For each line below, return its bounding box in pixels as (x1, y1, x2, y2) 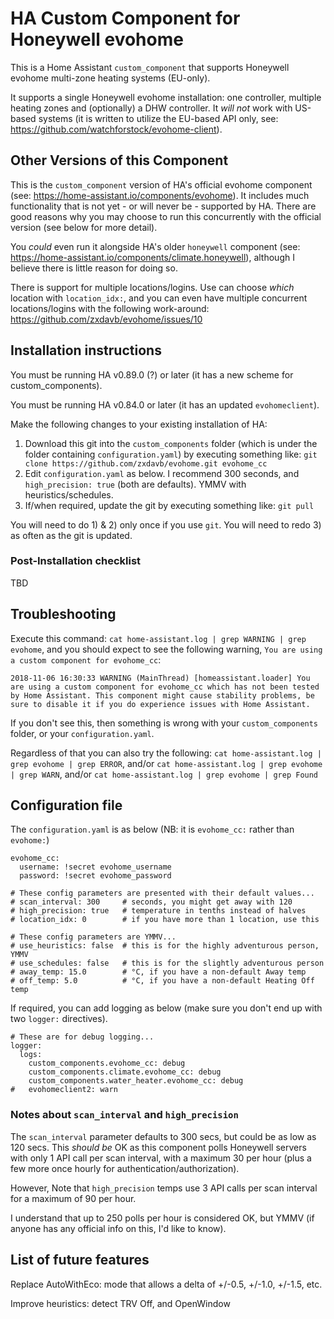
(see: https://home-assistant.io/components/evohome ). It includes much (10, 189, 310, 201)
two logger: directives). (10, 1013, 108, 1025)
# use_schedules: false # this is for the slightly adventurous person (10, 958, 325, 969)
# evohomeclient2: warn (10, 1085, 118, 1095)
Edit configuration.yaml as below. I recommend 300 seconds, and (24, 467, 300, 479)
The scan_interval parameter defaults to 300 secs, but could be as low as (10, 1130, 317, 1142)
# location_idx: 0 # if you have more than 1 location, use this (10, 915, 320, 925)
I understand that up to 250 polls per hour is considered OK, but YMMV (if (10, 1212, 315, 1224)
